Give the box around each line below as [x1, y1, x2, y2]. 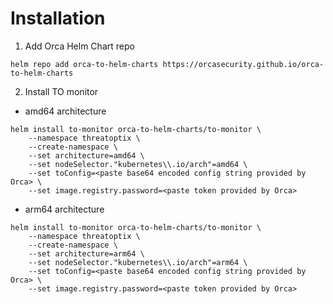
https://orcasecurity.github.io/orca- [162, 59, 325, 69]
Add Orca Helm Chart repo [24, 40, 135, 52]
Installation [10, 7, 106, 30]
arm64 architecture [24, 203, 105, 215]
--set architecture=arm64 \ [28, 248, 145, 259]
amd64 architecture [24, 105, 107, 117]
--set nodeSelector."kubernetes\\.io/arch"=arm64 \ [28, 257, 248, 267]
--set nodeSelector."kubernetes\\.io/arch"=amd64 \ [28, 159, 248, 169]
